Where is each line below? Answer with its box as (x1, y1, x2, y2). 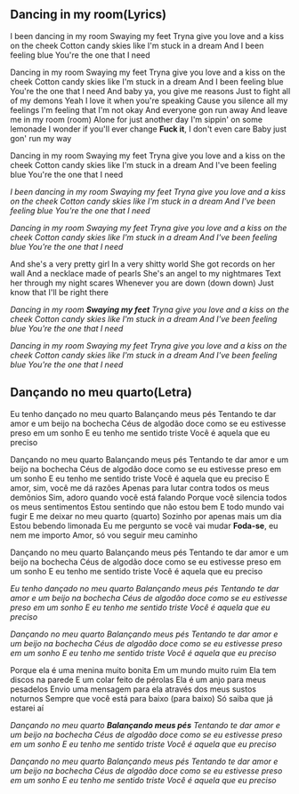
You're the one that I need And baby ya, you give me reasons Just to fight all (10, 85, 291, 96)
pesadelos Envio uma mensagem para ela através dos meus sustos (10, 684, 257, 694)
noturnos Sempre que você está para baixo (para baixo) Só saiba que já (10, 693, 274, 703)
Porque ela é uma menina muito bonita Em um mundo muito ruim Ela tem (10, 664, 277, 675)
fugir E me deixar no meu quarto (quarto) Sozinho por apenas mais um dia (10, 510, 282, 521)
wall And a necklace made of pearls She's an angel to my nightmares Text (10, 268, 281, 278)
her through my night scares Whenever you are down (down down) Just (10, 277, 274, 288)
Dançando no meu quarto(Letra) (10, 385, 192, 400)
